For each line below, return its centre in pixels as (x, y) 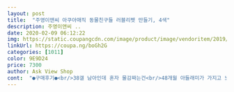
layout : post (26, 13)
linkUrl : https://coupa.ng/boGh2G (57, 46)
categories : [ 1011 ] (36, 53)
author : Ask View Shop (40, 71)
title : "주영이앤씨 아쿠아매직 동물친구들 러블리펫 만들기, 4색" (89, 20)
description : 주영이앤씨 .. (44, 26)
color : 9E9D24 (28, 59)
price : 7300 (24, 65)
